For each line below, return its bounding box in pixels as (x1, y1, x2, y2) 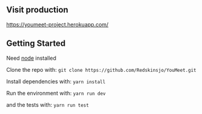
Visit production (6, 5, 68, 15)
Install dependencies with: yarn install (6, 78, 106, 85)
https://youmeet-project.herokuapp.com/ (6, 21, 109, 28)
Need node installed (6, 54, 56, 62)
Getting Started (6, 39, 66, 49)
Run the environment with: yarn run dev (6, 89, 106, 97)
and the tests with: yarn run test (6, 101, 90, 108)
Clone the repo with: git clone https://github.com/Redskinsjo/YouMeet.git (6, 66, 197, 73)
